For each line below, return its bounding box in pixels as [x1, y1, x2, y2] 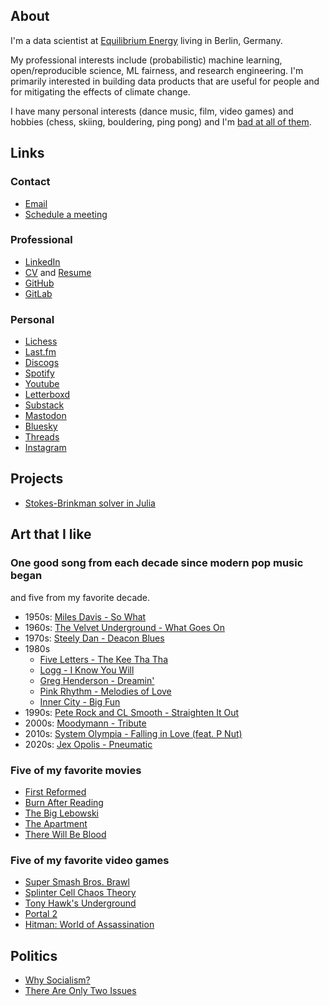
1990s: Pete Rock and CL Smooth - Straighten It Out [24, 706, 240, 718]
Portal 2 [24, 908, 58, 920]
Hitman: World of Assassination [24, 919, 155, 931]
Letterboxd [24, 389, 71, 401]
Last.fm [24, 346, 57, 358]
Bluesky [24, 420, 58, 433]
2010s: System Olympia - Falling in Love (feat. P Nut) [24, 727, 243, 739]
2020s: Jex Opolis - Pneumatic [24, 738, 153, 750]
